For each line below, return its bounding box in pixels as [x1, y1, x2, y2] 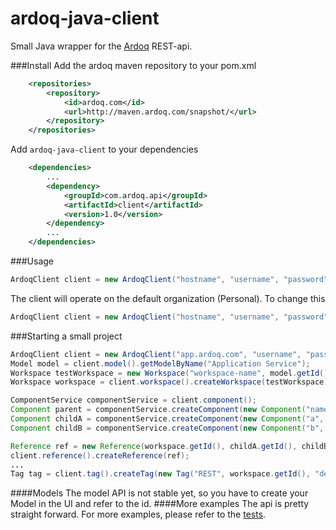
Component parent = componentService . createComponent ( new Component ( [10, 405, 307, 415]
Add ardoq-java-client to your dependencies [10, 143, 199, 156]
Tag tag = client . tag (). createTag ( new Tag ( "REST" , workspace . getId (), [10, 469, 311, 479]
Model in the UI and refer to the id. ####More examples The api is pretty [10, 498, 310, 510]
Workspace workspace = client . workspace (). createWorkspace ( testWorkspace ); [10, 377, 333, 387]
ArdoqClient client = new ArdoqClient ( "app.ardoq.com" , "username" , [10, 349, 302, 359]
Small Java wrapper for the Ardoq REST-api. [10, 40, 193, 52]
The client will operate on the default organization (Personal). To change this [10, 292, 326, 304]
